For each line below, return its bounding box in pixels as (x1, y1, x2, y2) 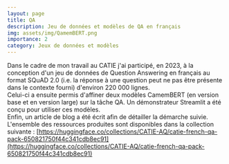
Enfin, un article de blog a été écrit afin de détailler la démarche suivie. (7, 113, 209, 121)
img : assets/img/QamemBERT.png (7, 29, 98, 37)
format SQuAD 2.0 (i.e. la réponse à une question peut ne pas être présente (7, 76, 223, 84)
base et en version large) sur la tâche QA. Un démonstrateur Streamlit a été (7, 98, 221, 106)
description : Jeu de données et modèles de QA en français (7, 23, 181, 30)
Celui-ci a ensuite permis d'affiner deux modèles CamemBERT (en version (7, 91, 219, 99)
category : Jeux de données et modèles (7, 42, 119, 49)
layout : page (7, 10, 45, 17)
